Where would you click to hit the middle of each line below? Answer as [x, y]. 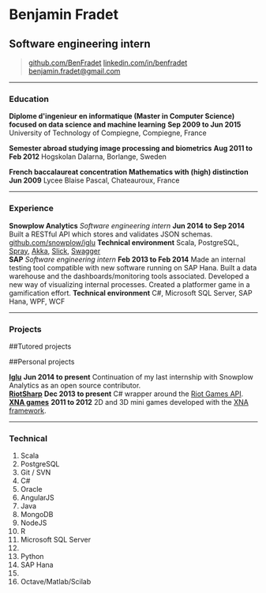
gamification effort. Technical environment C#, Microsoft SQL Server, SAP [131, 293]
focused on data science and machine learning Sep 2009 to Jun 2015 [125, 125]
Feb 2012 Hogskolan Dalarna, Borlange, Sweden [88, 157]
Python [32, 557]
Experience [31, 209]
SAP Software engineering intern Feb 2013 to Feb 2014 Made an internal [127, 259]
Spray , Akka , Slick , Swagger [55, 251]
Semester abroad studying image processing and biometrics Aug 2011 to [131, 149]
